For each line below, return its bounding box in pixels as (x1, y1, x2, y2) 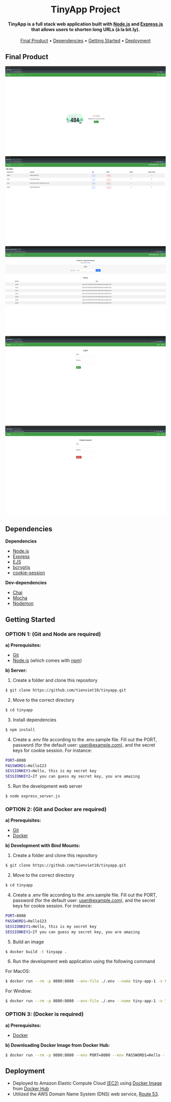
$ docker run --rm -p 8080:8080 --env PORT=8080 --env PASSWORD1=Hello (5, 1052, 160, 1058)
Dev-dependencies (5, 580, 47, 586)
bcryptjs (12, 565, 31, 571)
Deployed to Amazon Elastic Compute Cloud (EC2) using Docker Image (12, 1080, 162, 1086)
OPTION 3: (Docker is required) (5, 1011, 84, 1018)
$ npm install (5, 727, 36, 732)
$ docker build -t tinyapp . (5, 949, 67, 954)
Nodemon (12, 600, 34, 606)
